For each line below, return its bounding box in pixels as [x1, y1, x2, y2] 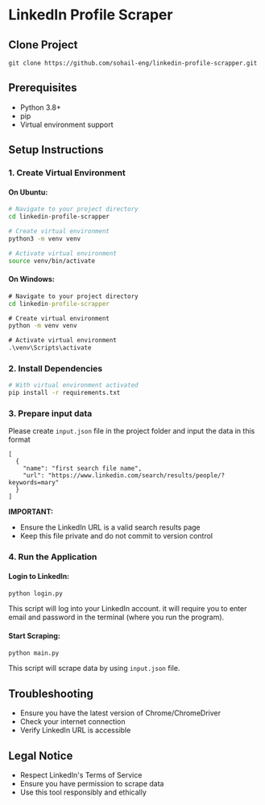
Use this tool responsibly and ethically [19, 787, 147, 797]
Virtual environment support [19, 119, 114, 129]
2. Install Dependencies [8, 363, 103, 374]
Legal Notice [8, 748, 73, 762]
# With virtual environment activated [8, 381, 139, 389]
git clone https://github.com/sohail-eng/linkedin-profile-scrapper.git [8, 59, 258, 67]
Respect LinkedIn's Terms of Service [19, 770, 143, 780]
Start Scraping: [8, 631, 60, 640]
